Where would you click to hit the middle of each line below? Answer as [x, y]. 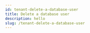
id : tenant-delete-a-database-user [42, 9]
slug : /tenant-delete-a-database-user [45, 23]
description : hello [25, 18]
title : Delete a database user [37, 14]
